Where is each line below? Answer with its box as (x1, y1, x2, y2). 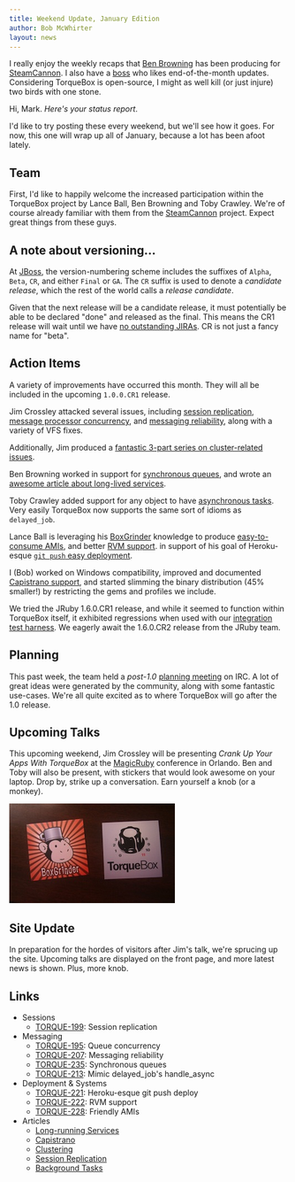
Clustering (34, 1144, 73, 1155)
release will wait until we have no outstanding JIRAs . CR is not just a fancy (9, 321, 279, 331)
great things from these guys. (9, 217, 117, 228)
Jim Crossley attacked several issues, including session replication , (9, 406, 254, 416)
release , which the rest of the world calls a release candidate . (9, 285, 234, 296)
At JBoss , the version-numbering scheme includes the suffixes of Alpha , (9, 267, 272, 276)
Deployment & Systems (21, 1078, 108, 1089)
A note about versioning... (9, 243, 156, 258)
